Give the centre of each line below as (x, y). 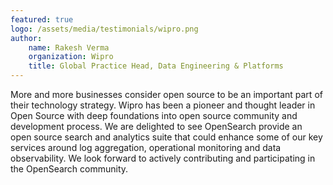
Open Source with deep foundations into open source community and (154, 115)
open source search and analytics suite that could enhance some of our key (166, 137)
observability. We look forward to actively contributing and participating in (163, 158)
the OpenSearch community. (69, 169)
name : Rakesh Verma (69, 47)
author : (26, 38)
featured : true (42, 19)
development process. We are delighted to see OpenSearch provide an (156, 126)
